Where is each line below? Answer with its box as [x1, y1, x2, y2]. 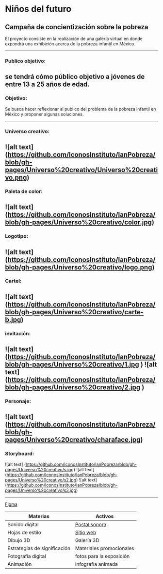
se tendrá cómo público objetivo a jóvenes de [5, 73, 145, 81]
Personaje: [5, 398, 32, 405]
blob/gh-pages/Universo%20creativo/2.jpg [5, 383, 141, 392]
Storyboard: [5, 450, 34, 457]
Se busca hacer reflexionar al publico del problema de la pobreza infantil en [5, 106, 156, 112]
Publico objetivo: [5, 57, 46, 64]
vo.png [5, 173, 27, 181]
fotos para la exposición [75, 553, 130, 559]
